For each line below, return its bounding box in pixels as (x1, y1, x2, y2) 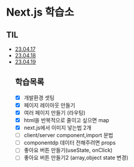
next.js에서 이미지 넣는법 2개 (23, 124, 92, 132)
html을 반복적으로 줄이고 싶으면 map (23, 117, 109, 123)
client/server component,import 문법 (23, 132, 114, 139)
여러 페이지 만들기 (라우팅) (23, 109, 86, 116)
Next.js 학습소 (6, 5, 74, 19)
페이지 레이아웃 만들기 (23, 101, 76, 108)
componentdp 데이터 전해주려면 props (23, 139, 116, 147)
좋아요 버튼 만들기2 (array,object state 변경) (23, 154, 129, 162)
